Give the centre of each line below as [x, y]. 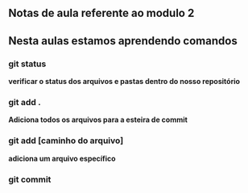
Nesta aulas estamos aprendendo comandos [123, 41]
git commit [30, 179]
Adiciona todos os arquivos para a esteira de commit [98, 120]
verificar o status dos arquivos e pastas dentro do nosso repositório [124, 82]
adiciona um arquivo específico [62, 158]
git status [27, 64]
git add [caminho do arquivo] [66, 141]
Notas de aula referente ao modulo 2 [101, 13]
